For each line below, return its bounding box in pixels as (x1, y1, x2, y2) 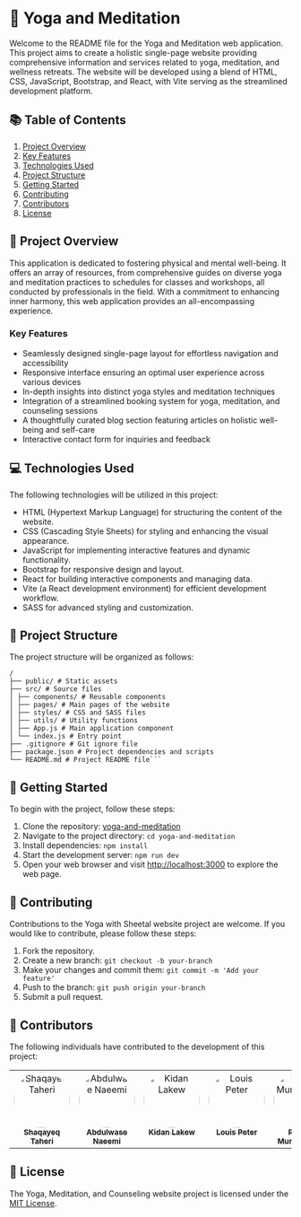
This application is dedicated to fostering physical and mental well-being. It (9, 258, 287, 268)
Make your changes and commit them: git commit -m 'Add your (21, 965, 260, 976)
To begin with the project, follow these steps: (9, 803, 176, 815)
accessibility (21, 357, 69, 368)
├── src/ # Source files (9, 685, 102, 694)
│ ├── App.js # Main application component (9, 724, 175, 733)
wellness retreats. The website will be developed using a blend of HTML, (9, 66, 278, 77)
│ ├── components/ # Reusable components (9, 693, 167, 702)
